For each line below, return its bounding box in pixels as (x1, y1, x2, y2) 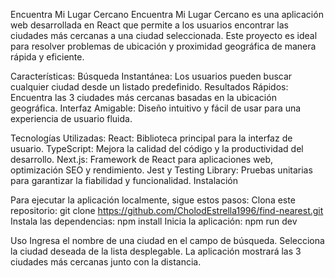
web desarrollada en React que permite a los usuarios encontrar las (10, 19, 289, 31)
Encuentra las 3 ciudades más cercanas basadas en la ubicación (10, 92, 277, 103)
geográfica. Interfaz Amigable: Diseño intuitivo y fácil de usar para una (10, 102, 302, 114)
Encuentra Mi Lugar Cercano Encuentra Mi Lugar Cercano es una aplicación (10, 9, 324, 20)
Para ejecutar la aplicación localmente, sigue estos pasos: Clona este (10, 194, 296, 206)
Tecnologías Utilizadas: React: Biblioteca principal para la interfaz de (10, 132, 293, 144)
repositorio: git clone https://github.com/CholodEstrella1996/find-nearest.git (10, 205, 324, 216)
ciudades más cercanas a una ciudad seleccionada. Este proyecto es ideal (10, 30, 318, 41)
